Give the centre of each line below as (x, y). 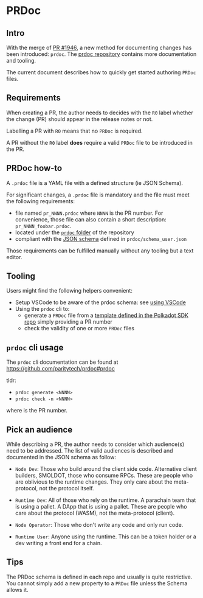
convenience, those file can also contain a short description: (91, 219)
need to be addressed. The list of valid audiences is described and (90, 451)
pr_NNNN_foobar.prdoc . (43, 226)
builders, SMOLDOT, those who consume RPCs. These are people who (104, 476)
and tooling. (21, 61)
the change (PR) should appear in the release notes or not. (80, 119)
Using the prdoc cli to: (42, 309)
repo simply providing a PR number (68, 322)
